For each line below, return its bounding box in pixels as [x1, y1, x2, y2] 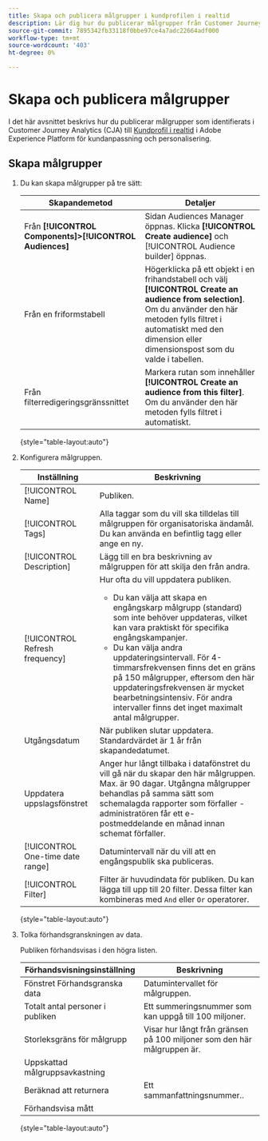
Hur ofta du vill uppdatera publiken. [99, 573, 231, 584]
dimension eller [144, 333, 203, 345]
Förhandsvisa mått [23, 1103, 94, 1114]
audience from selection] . [144, 293, 245, 305]
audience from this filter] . [144, 386, 245, 397]
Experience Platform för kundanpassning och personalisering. [8, 134, 212, 143]
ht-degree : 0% [8, 49, 56, 57]
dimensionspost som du [144, 343, 235, 354]
